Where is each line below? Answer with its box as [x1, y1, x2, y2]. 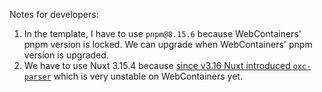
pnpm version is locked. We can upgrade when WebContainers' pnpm [23, 39, 313, 50]
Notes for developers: [9, 9, 99, 20]
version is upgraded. [23, 49, 109, 61]
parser [23, 72, 52, 82]
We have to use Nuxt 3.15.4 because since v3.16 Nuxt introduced [23, 60, 291, 71]
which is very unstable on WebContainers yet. [53, 70, 243, 82]
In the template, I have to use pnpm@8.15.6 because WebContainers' [23, 28, 302, 39]
